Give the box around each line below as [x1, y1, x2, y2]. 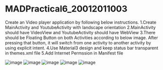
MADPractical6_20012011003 [5, 3, 127, 14]
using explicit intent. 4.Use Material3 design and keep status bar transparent [5, 45, 158, 51]
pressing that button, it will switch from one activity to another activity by [5, 40, 151, 45]
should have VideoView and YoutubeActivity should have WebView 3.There [5, 29, 156, 35]
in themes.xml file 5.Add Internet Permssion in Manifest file [5, 50, 123, 56]
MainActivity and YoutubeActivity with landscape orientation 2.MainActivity [5, 24, 156, 30]
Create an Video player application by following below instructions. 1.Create [5, 19, 157, 25]
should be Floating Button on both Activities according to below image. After [5, 35, 158, 41]
